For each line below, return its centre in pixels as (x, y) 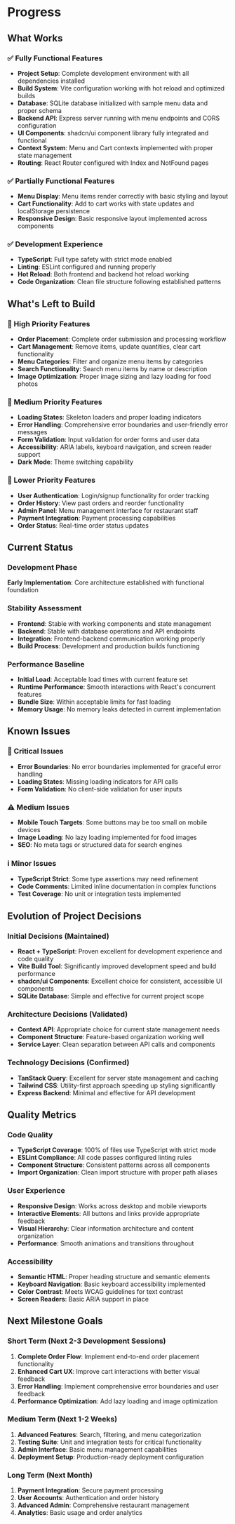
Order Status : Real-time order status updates (83, 525)
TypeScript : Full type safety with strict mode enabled (95, 260)
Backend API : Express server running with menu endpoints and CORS (119, 118)
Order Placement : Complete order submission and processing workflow (122, 339)
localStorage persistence (53, 211)
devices (29, 830)
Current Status (40, 548)
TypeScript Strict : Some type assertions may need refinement (108, 879)
